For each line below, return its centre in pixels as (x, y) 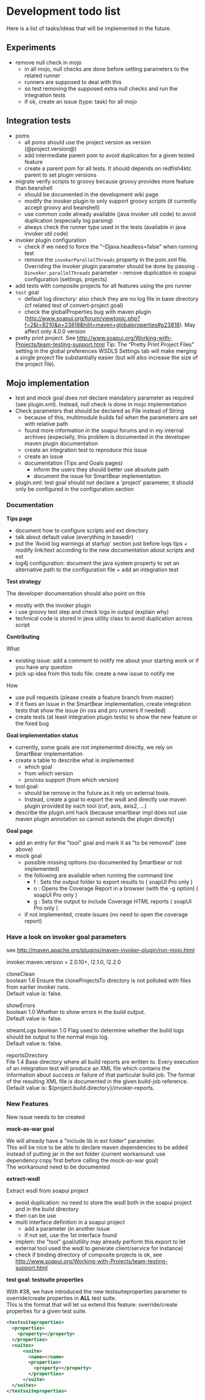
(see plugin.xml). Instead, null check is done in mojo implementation (101, 404)
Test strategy (24, 581)
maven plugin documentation (61, 444)
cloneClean (21, 973)
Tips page (19, 518)
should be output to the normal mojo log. (58, 1037)
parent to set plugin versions (60, 175)
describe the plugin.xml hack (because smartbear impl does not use (101, 812)
